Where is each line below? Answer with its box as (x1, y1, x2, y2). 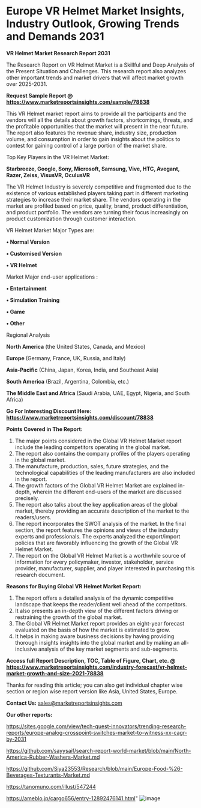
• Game (6, 308, 25, 315)
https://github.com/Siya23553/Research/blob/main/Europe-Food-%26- (6, 765, 183, 772)
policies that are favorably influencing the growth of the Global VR (14, 539, 178, 546)
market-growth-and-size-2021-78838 (6, 669, 104, 677)
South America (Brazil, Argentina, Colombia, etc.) (6, 378, 130, 385)
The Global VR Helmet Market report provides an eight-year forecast (14, 620, 185, 627)
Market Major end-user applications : (6, 273, 98, 280)
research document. (14, 571, 65, 578)
